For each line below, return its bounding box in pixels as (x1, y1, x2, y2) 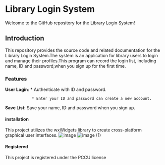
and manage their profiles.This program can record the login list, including (5, 58, 157, 64)
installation (5, 116, 29, 122)
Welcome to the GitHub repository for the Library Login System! (5, 20, 135, 26)
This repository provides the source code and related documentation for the (5, 47, 161, 53)
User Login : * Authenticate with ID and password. (5, 86, 107, 92)
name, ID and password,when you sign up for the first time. (5, 63, 126, 69)
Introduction (5, 34, 45, 42)
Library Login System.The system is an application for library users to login (5, 52, 158, 58)
